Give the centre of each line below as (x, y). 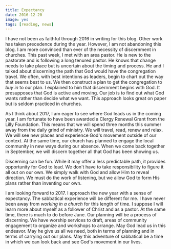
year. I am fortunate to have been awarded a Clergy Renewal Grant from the (85, 119)
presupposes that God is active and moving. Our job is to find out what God (85, 93)
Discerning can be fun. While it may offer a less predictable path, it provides (85, 162)
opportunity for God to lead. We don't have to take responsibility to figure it (84, 167)
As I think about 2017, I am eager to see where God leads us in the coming (83, 114)
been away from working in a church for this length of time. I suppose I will (84, 204)
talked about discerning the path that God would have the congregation (81, 71)
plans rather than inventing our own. (44, 183)
